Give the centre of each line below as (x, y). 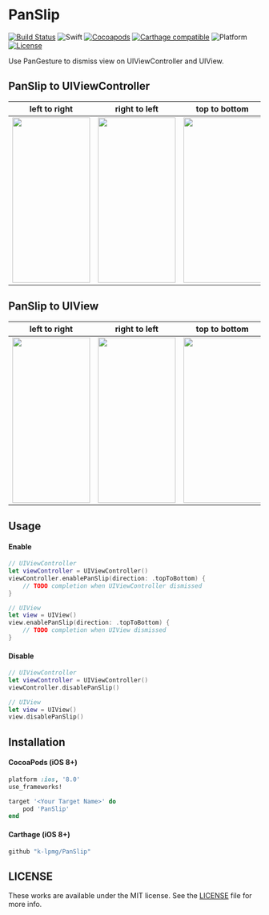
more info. (25, 905)
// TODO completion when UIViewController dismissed (112, 586)
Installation (37, 742)
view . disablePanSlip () (46, 717)
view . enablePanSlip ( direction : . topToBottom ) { (89, 623)
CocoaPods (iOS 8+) (43, 763)
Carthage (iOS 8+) (39, 834)
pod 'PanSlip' (46, 809)
